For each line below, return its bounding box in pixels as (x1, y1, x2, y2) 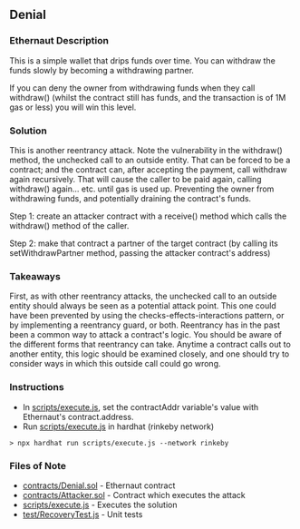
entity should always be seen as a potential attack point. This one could (9, 300, 276, 311)
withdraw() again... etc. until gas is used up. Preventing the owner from (9, 183, 275, 194)
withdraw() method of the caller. (9, 220, 130, 230)
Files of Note (9, 459, 66, 472)
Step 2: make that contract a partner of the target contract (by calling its (9, 238, 278, 249)
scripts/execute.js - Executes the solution (22, 499, 178, 510)
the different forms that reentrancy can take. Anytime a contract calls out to (9, 339, 292, 350)
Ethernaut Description (9, 34, 109, 47)
